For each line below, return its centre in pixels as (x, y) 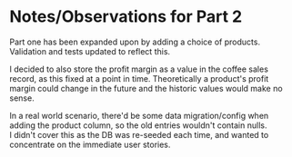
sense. (22, 98)
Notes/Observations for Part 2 (126, 17)
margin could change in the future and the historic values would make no (146, 88)
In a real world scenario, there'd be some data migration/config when (139, 115)
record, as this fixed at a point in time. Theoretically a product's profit (139, 78)
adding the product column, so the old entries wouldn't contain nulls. (138, 125)
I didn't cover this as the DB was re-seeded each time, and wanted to (139, 134)
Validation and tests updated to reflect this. (90, 51)
